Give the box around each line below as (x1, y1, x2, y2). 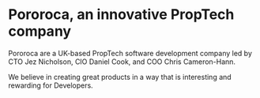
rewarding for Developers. (8, 81, 93, 90)
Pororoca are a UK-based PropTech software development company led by (8, 48, 253, 58)
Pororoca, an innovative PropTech (8, 6, 235, 24)
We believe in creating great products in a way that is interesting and (8, 72, 232, 81)
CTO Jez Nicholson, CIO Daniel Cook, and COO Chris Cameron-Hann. (8, 57, 236, 66)
